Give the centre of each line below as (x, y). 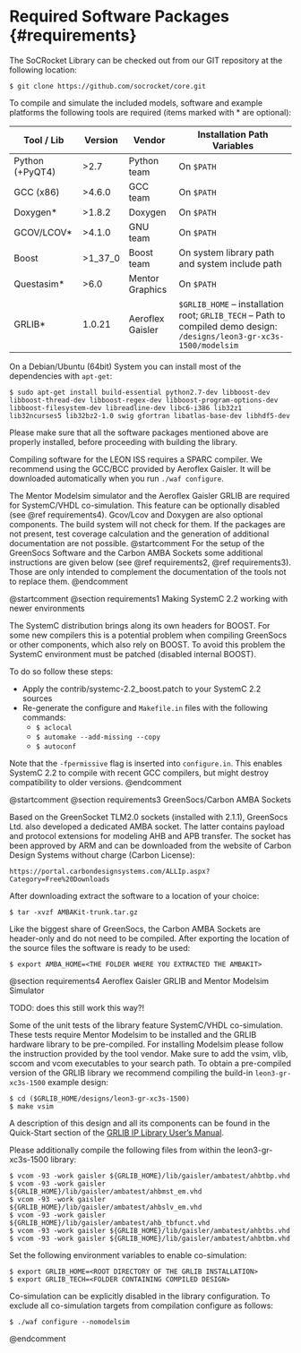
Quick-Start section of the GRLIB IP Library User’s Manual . (116, 1132)
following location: (43, 70)
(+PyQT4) (35, 172)
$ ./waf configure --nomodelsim (69, 1322)
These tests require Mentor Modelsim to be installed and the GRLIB (133, 1034)
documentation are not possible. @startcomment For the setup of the (137, 543)
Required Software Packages (120, 17)
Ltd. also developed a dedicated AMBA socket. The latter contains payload (147, 826)
